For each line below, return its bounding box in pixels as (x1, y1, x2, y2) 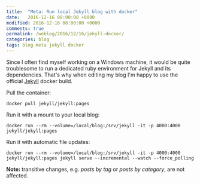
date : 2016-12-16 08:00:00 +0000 (6, 14, 95, 20)
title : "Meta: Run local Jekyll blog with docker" (6, 8, 138, 15)
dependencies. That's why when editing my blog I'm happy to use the (6, 71, 178, 78)
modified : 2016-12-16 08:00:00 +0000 (6, 20, 101, 26)
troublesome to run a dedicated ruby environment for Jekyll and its (6, 65, 171, 72)
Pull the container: (6, 89, 51, 96)
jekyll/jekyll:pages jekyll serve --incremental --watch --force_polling (6, 155, 195, 161)
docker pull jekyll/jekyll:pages (6, 100, 90, 106)
